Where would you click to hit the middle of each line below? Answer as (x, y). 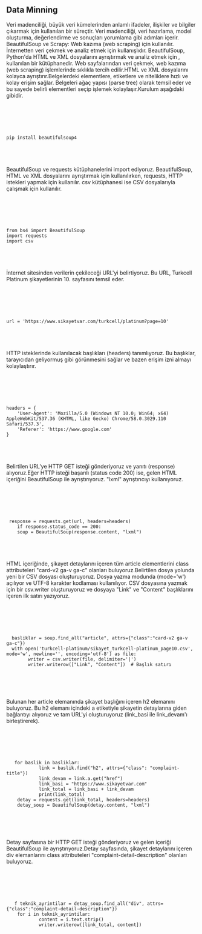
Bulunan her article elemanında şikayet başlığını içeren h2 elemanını (91, 701)
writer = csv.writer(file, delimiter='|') (82, 659)
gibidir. (15, 95)
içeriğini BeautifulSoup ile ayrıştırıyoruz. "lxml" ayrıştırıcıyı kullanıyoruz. (95, 479)
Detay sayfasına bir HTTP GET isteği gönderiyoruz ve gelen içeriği (89, 842)
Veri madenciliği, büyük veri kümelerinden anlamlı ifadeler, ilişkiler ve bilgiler (101, 24)
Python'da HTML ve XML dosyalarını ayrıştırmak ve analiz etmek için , (93, 56)
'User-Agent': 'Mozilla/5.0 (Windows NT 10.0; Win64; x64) (93, 414)
